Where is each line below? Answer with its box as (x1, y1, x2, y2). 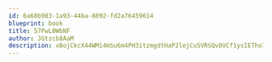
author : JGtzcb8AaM (8, 34, 74, 43)
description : (8, 42, 53, 50)
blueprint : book (8, 19, 63, 27)
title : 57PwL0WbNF (8, 27, 70, 35)
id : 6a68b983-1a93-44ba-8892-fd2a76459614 (8, 11, 154, 20)
